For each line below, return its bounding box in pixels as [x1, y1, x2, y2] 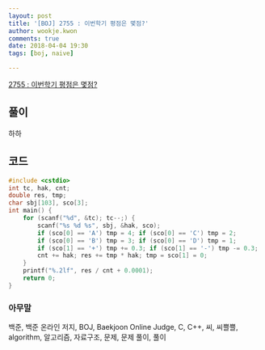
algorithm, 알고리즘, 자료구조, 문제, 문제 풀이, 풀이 [8, 332, 167, 342]
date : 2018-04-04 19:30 [8, 42, 89, 50]
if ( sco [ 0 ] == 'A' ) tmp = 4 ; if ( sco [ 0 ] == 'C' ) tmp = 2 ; [37, 229, 237, 237]
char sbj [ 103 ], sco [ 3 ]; [8, 199, 89, 207]
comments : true [8, 34, 60, 43]
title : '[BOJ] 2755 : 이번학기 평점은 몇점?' [8, 19, 149, 27]
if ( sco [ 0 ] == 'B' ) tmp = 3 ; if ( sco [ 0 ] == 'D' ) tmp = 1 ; [37, 236, 237, 245]
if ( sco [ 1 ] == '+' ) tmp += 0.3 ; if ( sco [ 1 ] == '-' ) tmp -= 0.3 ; [37, 244, 259, 252]
